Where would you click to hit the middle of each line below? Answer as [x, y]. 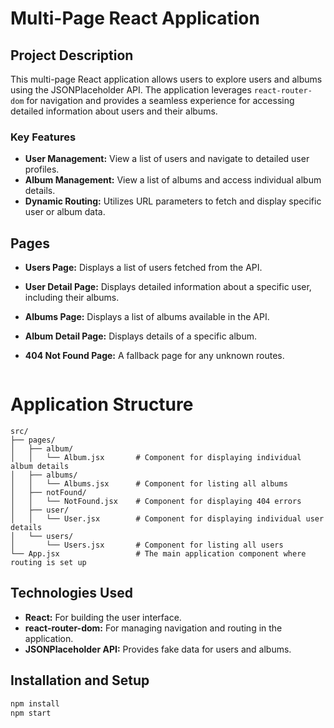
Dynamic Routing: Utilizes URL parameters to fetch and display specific [173, 201]
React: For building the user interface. [103, 617]
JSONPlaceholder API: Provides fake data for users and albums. [158, 649]
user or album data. [65, 212]
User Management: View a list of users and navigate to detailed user [167, 159]
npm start [31, 713]
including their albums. [72, 298]
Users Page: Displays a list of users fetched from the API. [143, 268]
